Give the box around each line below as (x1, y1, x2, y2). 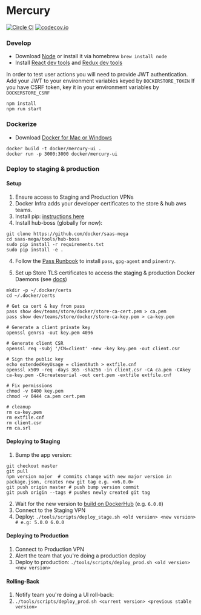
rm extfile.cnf (6, 414, 45, 421)
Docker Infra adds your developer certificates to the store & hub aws (15, 199, 186, 207)
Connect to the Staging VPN (15, 507, 86, 514)
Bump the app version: (15, 451, 72, 458)
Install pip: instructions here (15, 213, 85, 220)
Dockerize (6, 120, 38, 128)
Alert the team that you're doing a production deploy (15, 552, 147, 559)
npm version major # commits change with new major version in (6, 473, 172, 479)
